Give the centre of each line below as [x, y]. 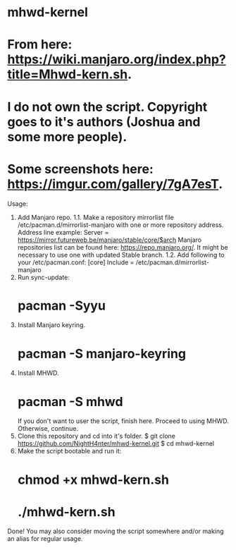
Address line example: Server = [63, 232]
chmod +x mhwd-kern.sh [93, 479]
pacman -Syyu [61, 306]
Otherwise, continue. [48, 429]
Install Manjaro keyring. [51, 325]
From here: [40, 45]
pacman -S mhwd [70, 402]
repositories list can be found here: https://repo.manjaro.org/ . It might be [123, 247]
